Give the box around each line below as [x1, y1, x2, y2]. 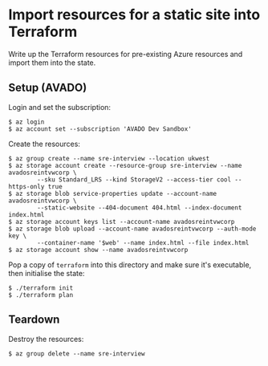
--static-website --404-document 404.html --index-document [37, 203, 242, 212]
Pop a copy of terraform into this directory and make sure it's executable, [8, 259, 252, 270]
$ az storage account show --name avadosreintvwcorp [8, 246, 189, 254]
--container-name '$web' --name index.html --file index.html [37, 238, 250, 246]
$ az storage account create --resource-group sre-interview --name [8, 161, 242, 169]
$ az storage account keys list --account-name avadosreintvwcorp [8, 218, 235, 226]
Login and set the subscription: [8, 102, 111, 112]
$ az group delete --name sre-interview [8, 349, 146, 358]
